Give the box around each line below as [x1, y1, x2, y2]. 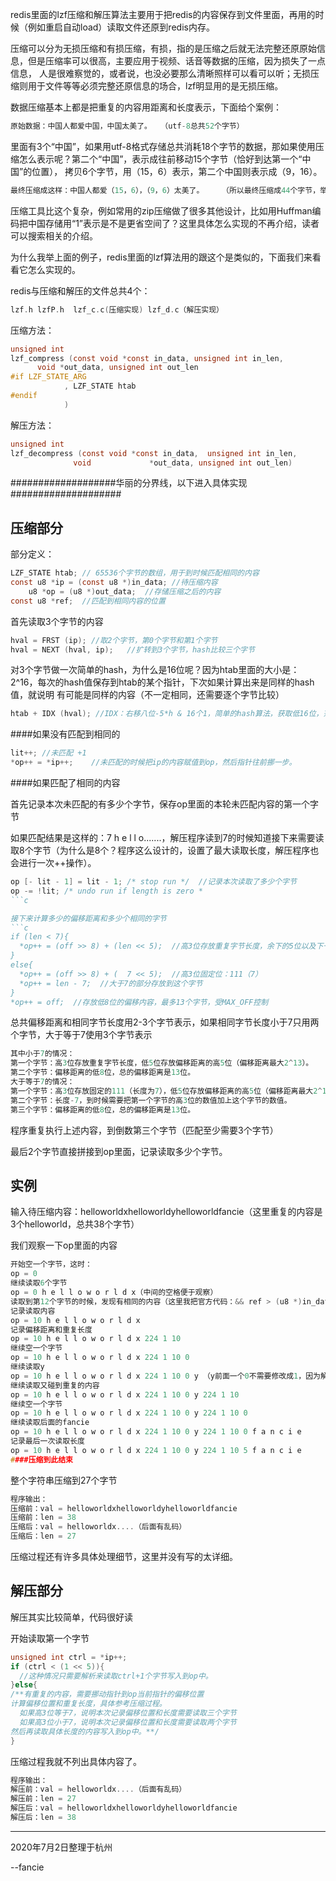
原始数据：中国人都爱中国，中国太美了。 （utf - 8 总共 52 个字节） [10, 121, 245, 131]
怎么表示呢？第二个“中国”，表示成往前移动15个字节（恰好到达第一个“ [18, 153, 303, 165]
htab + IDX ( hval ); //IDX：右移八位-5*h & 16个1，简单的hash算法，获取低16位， [10, 709, 324, 719]
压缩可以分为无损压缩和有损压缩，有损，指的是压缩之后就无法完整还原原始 [10, 43, 317, 54]
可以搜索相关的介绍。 [10, 229, 98, 242]
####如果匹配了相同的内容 [10, 777, 121, 789]
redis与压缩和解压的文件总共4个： [10, 284, 151, 297]
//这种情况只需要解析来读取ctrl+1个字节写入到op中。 [19, 1671, 213, 1681]
